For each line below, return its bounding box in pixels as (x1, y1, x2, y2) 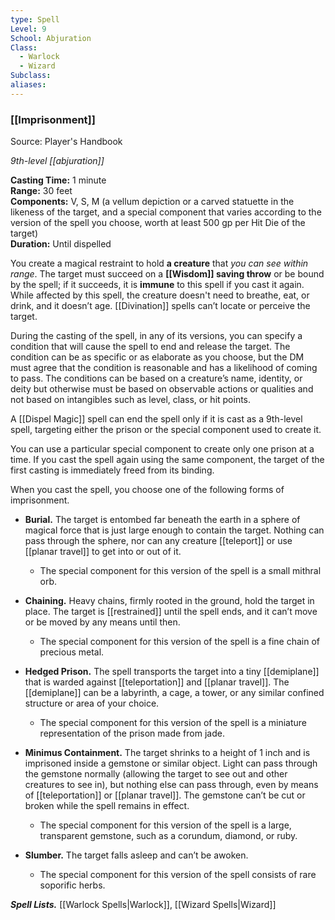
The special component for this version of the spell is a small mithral (39, 565, 322, 577)
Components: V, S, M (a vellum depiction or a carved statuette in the (10, 196, 295, 208)
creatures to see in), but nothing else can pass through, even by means (24, 779, 319, 791)
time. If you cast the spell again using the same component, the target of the (10, 454, 325, 466)
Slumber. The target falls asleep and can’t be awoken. (24, 849, 249, 861)
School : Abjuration (10, 33, 92, 43)
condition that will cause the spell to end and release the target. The (10, 341, 291, 353)
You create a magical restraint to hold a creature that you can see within (10, 257, 309, 270)
